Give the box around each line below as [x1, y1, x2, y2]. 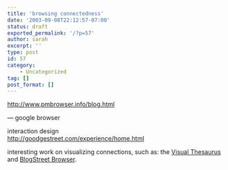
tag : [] [7, 74, 30, 82]
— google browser [7, 114, 60, 122]
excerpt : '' [7, 42, 42, 49]
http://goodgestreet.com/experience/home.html [7, 135, 145, 143]
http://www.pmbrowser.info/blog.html [7, 100, 115, 108]
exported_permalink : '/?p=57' [7, 29, 95, 37]
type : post [7, 49, 39, 56]
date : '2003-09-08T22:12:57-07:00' [7, 17, 111, 24]
